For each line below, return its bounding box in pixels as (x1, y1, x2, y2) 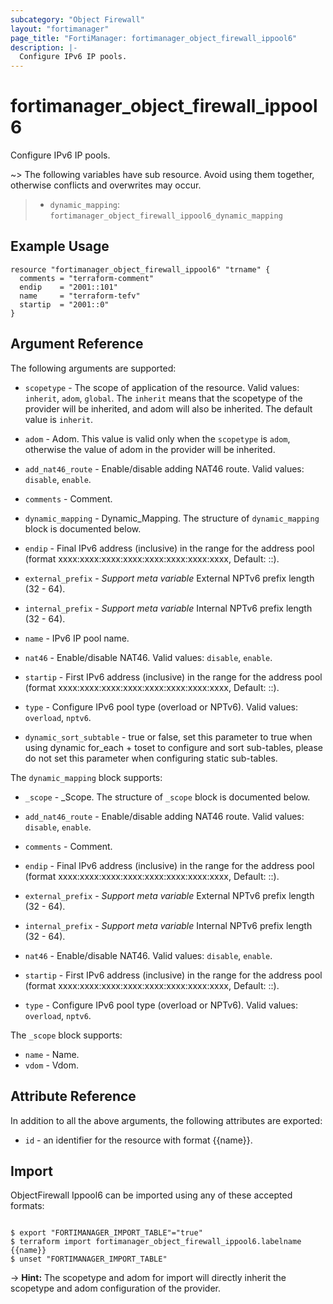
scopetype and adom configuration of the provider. (10, 1282, 222, 1295)
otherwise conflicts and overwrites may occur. (10, 179, 202, 191)
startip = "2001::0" (19, 299, 110, 310)
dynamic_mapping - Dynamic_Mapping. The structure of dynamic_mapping (24, 512, 320, 524)
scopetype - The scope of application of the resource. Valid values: (24, 381, 300, 393)
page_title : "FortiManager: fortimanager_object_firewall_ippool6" (10, 33, 298, 43)
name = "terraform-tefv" (19, 291, 141, 301)
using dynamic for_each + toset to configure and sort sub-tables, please (24, 741, 323, 753)
